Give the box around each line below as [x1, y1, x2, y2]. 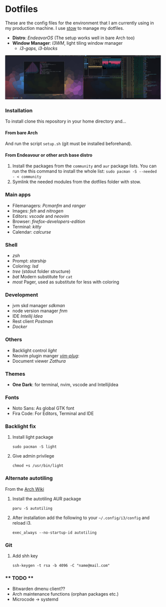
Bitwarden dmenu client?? [12, 586, 66, 592]
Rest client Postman [12, 319, 53, 325]
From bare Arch [5, 130, 38, 135]
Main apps [5, 191, 31, 198]
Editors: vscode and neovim [12, 213, 69, 219]
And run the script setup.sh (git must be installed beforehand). [5, 140, 132, 147]
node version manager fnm [12, 308, 68, 314]
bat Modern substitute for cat [12, 273, 73, 279]
